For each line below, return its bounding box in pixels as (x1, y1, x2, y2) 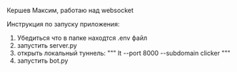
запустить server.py (16, 41, 78, 49)
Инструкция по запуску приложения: (6, 20, 120, 28)
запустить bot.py (16, 56, 69, 65)
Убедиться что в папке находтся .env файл (16, 34, 148, 42)
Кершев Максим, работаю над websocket (6, 6, 133, 14)
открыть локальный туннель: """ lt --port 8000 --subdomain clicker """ (16, 49, 231, 57)
